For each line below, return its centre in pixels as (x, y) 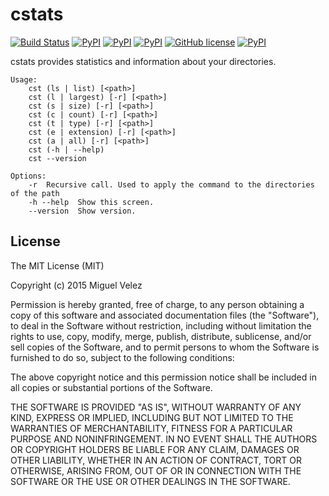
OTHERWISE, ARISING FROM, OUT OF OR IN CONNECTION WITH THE (156, 470)
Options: (28, 176)
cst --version (57, 158)
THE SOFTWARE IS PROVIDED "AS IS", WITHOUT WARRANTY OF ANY (156, 407)
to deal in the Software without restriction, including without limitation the (161, 325)
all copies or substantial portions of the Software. (111, 387)
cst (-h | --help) (66, 149)
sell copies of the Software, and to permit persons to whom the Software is (165, 347)
